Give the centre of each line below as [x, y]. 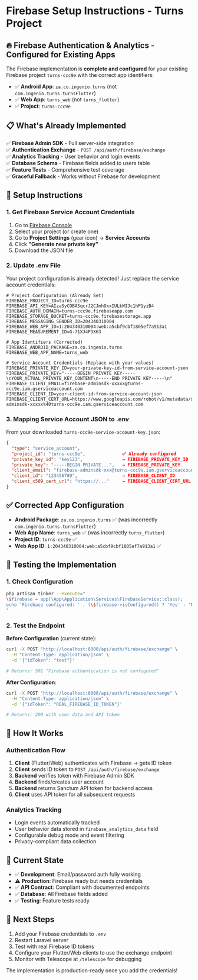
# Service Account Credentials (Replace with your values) [80, 363]
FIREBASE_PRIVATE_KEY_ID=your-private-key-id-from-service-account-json [97, 368]
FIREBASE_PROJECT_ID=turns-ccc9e [47, 301]
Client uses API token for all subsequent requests [75, 794]
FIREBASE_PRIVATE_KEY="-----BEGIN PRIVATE [59, 373]
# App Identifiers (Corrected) [44, 342]
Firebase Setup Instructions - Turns [95, 11]
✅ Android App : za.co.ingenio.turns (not [65, 86]
